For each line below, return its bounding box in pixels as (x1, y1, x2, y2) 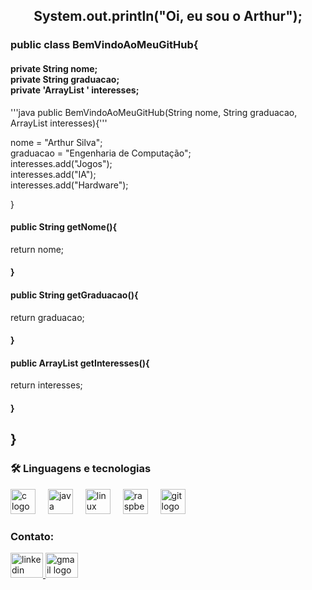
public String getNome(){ (10, 221, 118, 233)
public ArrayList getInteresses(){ (10, 357, 150, 369)
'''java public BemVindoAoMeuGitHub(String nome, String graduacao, (10, 106, 298, 118)
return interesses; (10, 379, 83, 391)
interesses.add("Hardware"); (10, 179, 129, 191)
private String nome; (10, 62, 98, 74)
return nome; (10, 243, 65, 255)
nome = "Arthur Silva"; (10, 136, 103, 148)
